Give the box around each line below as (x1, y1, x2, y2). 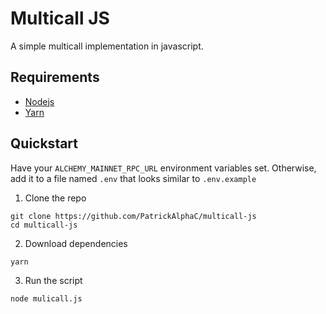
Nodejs (24, 95, 55, 107)
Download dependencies (24, 237, 128, 249)
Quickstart (10, 135, 79, 152)
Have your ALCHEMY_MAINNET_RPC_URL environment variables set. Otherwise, (10, 162, 317, 174)
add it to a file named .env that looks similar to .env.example (10, 172, 257, 184)
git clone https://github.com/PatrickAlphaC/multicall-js (10, 211, 257, 221)
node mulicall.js (10, 293, 83, 304)
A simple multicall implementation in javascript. (10, 40, 204, 52)
